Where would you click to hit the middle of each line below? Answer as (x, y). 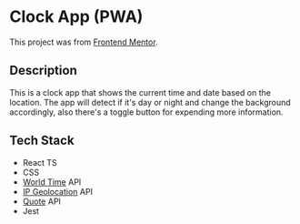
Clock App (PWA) (76, 17)
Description (43, 71)
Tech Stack (42, 141)
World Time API (52, 182)
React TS (40, 162)
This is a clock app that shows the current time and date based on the (140, 92)
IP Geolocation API (58, 191)
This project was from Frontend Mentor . (84, 42)
